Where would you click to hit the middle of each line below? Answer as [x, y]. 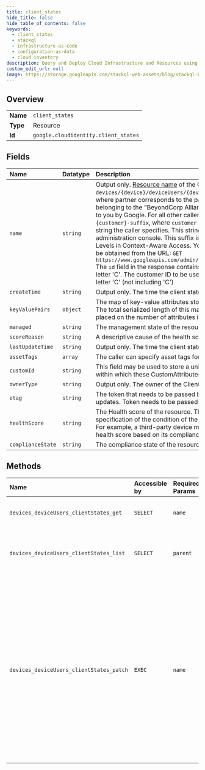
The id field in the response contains [148, 267]
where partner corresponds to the [144, 200]
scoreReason [27, 337]
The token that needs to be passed [146, 394]
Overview [25, 99]
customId [22, 370]
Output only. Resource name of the [146, 184]
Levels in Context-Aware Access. [144, 245]
